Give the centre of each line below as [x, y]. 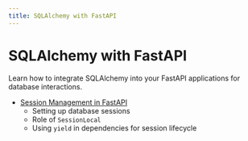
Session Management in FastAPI [74, 102]
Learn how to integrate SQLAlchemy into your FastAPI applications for [124, 78]
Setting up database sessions [81, 110]
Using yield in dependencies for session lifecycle [114, 128]
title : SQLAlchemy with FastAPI [62, 16]
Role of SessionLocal [66, 119]
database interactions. [45, 86]
